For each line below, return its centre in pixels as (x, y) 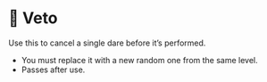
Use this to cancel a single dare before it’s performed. (107, 43)
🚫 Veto (33, 18)
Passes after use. (53, 70)
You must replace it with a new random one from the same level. (139, 60)
